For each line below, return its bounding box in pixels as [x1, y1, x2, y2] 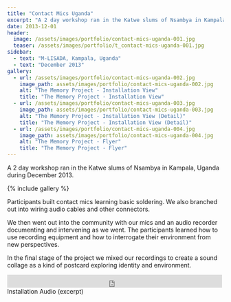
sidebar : [7, 49, 32, 56]
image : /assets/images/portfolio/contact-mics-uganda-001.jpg [13, 36, 195, 43]
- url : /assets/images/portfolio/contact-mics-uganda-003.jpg [13, 100, 195, 107]
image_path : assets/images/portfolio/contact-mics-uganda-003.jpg [19, 106, 214, 113]
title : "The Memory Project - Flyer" [19, 145, 128, 152]
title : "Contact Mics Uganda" [7, 10, 94, 17]
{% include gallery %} [7, 184, 70, 192]
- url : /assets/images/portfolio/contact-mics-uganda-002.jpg [13, 74, 195, 81]
